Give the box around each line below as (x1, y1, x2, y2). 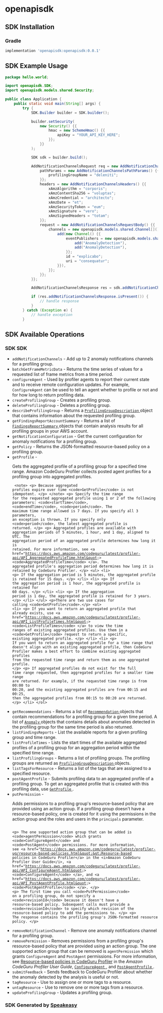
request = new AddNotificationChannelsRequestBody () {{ (39, 223, 155, 227)
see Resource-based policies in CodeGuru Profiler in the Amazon (12, 959, 143, 964)
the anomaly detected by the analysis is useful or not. (12, 974, 119, 980)
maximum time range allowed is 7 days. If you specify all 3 (12, 509, 139, 514)
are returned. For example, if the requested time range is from (12, 679, 147, 684)
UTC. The (12, 534, 30, 539)
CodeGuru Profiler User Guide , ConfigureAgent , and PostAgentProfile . (12, 964, 155, 970)
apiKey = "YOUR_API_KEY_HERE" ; (57, 133, 120, 138)
